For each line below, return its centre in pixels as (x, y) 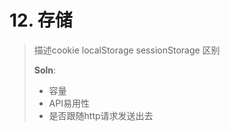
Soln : (45, 70)
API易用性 (69, 103)
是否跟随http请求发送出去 (101, 115)
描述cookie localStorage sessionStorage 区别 (127, 50)
